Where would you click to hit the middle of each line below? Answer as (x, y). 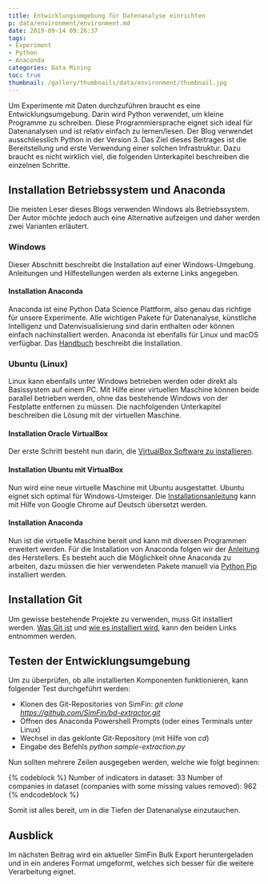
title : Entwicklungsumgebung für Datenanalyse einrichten (107, 16)
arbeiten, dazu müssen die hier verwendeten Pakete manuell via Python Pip (133, 566)
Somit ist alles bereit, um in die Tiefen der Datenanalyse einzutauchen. (124, 810)
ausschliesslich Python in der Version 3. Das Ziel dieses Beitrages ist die (127, 139)
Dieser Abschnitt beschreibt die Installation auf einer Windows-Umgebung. (132, 264)
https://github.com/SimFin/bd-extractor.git (90, 713)
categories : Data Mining (50, 68)
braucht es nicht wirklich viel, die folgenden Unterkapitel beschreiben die (129, 156)
